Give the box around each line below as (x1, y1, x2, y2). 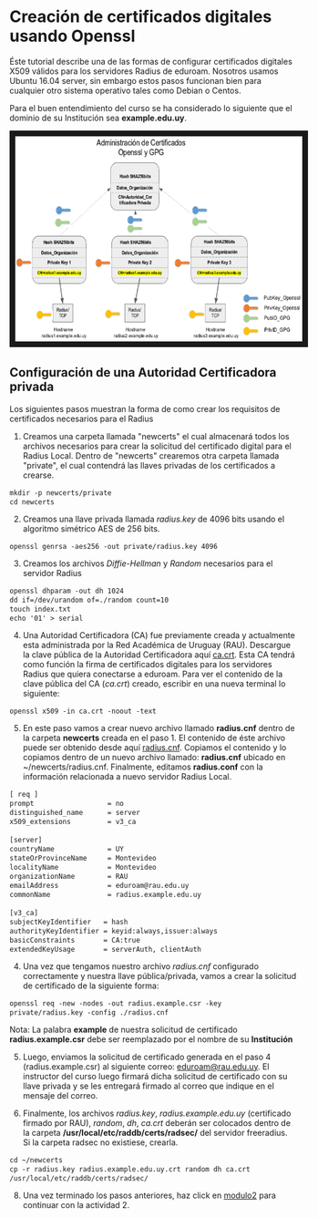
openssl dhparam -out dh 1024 (9, 586, 125, 595)
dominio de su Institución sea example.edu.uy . (9, 112, 188, 123)
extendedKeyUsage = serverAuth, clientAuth (9, 944, 202, 954)
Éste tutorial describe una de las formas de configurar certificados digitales (9, 56, 293, 67)
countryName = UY (9, 844, 125, 853)
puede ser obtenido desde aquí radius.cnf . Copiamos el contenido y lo (22, 741, 287, 753)
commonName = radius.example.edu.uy (9, 890, 202, 899)
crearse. (22, 470, 55, 480)
